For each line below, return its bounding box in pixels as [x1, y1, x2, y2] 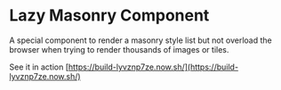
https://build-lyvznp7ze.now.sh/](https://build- [68, 61, 238, 72]
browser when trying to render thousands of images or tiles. [9, 44, 229, 54]
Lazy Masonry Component [9, 5, 210, 26]
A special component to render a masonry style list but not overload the [9, 35, 273, 45]
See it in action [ [9, 61, 69, 72]
